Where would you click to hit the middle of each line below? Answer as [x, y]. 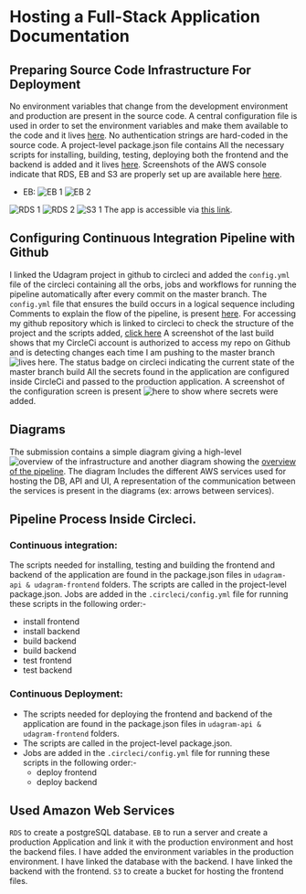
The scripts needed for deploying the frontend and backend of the [148, 714]
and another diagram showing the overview [214, 461]
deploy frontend [67, 772]
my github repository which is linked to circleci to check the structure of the [152, 323]
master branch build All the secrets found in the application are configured [149, 371]
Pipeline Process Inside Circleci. [103, 520]
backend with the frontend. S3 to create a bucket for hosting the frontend [147, 871]
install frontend [51, 622]
